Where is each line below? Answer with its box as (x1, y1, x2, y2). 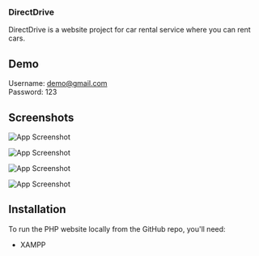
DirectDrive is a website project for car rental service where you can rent (8, 25, 251, 35)
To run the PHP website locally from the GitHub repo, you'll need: (8, 224, 226, 233)
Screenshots (8, 110, 74, 124)
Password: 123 (8, 87, 57, 97)
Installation (8, 203, 66, 216)
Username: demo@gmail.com (8, 79, 108, 88)
